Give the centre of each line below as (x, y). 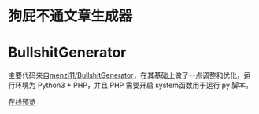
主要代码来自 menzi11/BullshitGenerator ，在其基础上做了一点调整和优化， (126, 75)
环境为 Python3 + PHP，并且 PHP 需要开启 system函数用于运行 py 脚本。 (134, 85)
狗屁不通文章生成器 (70, 16)
